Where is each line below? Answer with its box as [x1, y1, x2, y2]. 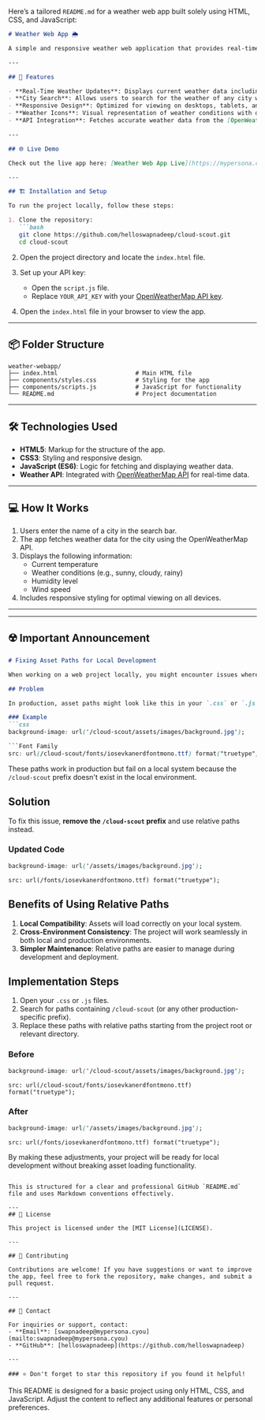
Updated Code [8, 844, 65, 855]
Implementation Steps [8, 975, 120, 988]
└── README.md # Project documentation [8, 390, 217, 398]
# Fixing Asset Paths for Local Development [8, 656, 157, 665]
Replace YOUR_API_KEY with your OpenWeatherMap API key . [31, 291, 224, 300]
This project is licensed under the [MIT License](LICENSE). [8, 1224, 214, 1232]
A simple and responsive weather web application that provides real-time [8, 44, 259, 52]
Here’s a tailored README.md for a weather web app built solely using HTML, [8, 7, 251, 16]
